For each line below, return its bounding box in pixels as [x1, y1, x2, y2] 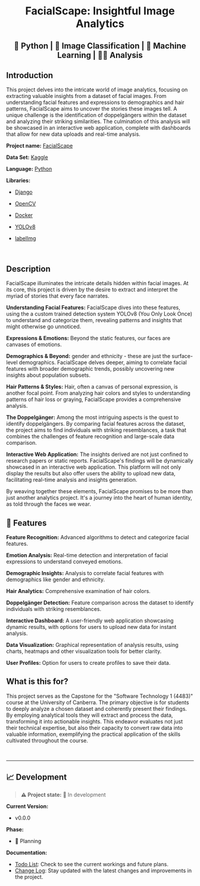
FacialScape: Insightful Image [25, 4, 175, 18]
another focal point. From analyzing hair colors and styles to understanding [6, 390, 190, 397]
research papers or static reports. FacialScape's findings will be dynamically [6, 457, 193, 465]
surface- [171, 353, 193, 360]
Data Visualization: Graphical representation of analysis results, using [6, 641, 179, 649]
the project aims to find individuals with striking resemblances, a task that [6, 426, 186, 434]
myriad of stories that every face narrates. [6, 292, 110, 300]
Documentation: [6, 849, 48, 856]
